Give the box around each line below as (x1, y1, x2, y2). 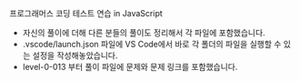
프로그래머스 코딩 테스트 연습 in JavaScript (9, 8, 164, 18)
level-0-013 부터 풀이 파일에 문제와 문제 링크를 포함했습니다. (22, 62, 238, 72)
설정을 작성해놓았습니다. (32, 50, 118, 61)
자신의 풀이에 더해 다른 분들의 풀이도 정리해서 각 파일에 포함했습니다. (22, 27, 265, 38)
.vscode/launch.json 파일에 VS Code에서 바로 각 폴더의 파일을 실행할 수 (22, 39, 282, 49)
